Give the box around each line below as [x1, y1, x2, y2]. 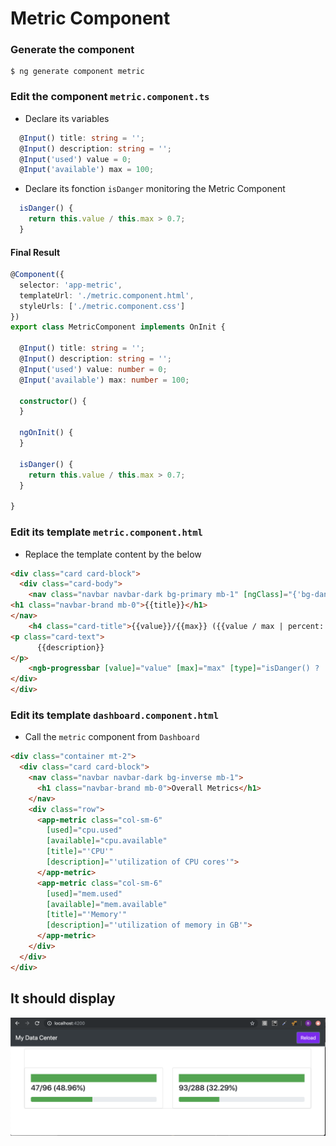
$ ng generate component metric [10, 67, 145, 77]
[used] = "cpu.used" [46, 825, 123, 836]
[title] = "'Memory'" [46, 910, 128, 920]
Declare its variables [24, 112, 110, 124]
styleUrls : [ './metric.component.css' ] [19, 301, 186, 311]
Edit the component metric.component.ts [10, 90, 210, 104]
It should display [10, 990, 116, 1007]
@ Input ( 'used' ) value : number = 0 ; [19, 364, 168, 374]
